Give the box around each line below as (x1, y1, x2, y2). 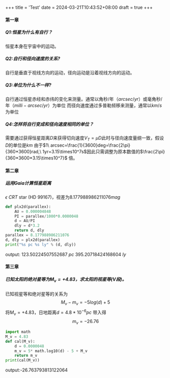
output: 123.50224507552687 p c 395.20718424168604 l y (5, 251, 126, 257)
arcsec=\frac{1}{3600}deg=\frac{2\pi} (50, 142, 131, 148)
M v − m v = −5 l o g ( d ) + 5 (61, 299, 110, 306)
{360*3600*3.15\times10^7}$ (5, 155, 68, 161)
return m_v (14, 353, 38, 358)
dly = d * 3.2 (14, 223, 40, 228)
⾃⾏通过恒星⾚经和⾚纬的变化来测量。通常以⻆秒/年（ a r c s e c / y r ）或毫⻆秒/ (5, 96, 163, 102)
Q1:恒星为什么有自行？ (5, 29, 52, 35)
